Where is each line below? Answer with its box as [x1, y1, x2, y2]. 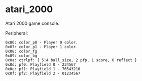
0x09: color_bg [5, 53, 38, 58]
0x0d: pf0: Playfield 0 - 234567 [5, 62, 76, 67]
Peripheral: [5, 30, 28, 36]
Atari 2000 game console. [5, 20, 60, 26]
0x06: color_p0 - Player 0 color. [5, 39, 79, 45]
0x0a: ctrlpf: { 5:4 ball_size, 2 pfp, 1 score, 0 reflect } [5, 57, 137, 63]
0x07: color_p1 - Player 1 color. [5, 44, 79, 49]
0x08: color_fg [5, 49, 38, 54]
